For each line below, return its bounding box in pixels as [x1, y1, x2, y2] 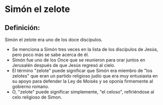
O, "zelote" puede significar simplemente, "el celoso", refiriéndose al [12, 89, 154, 94]
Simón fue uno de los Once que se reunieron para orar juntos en [12, 57, 145, 63]
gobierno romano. [12, 83, 50, 89]
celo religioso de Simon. [12, 94, 62, 100]
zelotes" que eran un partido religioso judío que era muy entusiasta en [12, 73, 158, 78]
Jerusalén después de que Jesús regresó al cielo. [12, 62, 116, 68]
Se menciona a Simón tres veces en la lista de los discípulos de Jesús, [12, 46, 158, 52]
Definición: [5, 23, 40, 32]
